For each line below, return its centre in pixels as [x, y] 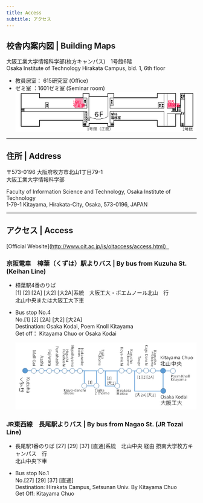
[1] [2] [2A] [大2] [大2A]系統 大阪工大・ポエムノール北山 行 [92, 292]
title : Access [24, 13]
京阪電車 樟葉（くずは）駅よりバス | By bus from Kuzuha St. [97, 263]
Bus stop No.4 [33, 312]
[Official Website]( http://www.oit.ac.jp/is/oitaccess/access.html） [88, 246]
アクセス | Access [40, 230]
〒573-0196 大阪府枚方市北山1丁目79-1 [55, 171]
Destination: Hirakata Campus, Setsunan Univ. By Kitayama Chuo [96, 487]
